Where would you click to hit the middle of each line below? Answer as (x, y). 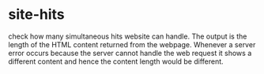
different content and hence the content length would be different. (116, 61)
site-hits (36, 15)
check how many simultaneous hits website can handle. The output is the (128, 36)
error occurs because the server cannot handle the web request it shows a (130, 53)
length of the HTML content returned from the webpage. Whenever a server (132, 44)
